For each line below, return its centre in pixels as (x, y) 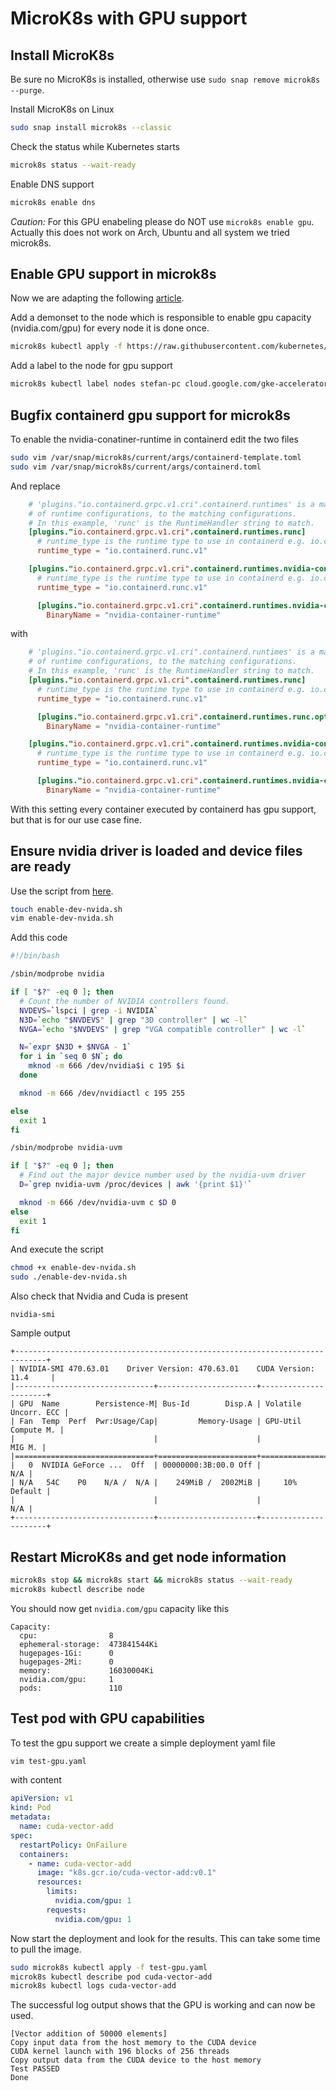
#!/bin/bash (35, 956)
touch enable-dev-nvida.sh (66, 909)
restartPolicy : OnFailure (73, 1845)
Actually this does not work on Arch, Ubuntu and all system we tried (150, 232)
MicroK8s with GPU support (129, 18)
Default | (31, 1492)
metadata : (31, 1817)
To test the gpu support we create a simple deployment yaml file (143, 1743)
